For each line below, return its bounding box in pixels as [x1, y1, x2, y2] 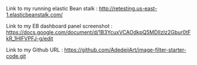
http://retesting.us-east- [98, 5, 157, 12]
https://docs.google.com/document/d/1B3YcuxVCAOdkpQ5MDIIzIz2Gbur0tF [6, 29, 191, 36]
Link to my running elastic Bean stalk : [6, 5, 98, 12]
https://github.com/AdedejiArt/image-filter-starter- [64, 46, 186, 53]
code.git [6, 53, 26, 59]
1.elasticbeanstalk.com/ [6, 11, 63, 18]
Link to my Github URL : [6, 46, 63, 53]
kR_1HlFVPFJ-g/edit [6, 35, 54, 42]
